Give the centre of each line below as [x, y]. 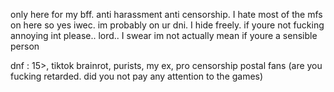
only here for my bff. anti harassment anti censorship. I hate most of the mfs [166, 14]
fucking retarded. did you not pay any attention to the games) [137, 76]
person [25, 46]
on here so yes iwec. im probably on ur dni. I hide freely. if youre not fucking [167, 25]
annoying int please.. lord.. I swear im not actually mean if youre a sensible [164, 35]
